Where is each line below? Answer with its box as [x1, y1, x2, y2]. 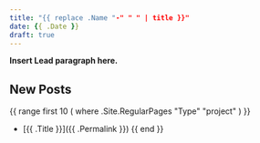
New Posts [9, 81, 72, 97]
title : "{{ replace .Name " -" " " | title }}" [9, 13, 190, 23]
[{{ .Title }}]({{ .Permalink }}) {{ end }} [22, 124, 164, 135]
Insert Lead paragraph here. [9, 56, 119, 66]
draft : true [9, 30, 55, 39]
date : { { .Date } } [9, 22, 79, 31]
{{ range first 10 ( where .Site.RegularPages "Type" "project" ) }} [9, 106, 251, 117]
